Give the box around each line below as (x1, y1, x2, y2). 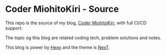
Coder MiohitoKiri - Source (5, 3, 119, 15)
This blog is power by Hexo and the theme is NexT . (5, 44, 110, 50)
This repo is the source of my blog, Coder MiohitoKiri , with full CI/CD (5, 20, 146, 26)
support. (5, 25, 23, 31)
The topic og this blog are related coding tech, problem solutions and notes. (5, 35, 161, 41)
